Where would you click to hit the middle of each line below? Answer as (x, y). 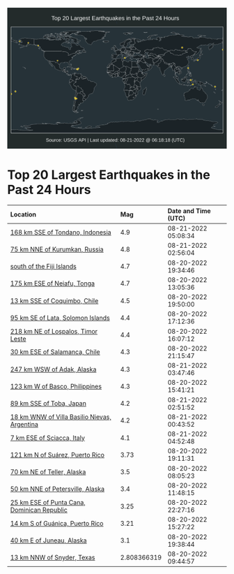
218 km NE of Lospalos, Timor (54, 331)
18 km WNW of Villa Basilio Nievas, (61, 417)
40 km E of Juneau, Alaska (48, 540)
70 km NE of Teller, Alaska (48, 472)
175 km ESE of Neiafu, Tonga (53, 284)
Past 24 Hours (49, 190)
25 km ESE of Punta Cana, (48, 503)
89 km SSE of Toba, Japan (48, 404)
